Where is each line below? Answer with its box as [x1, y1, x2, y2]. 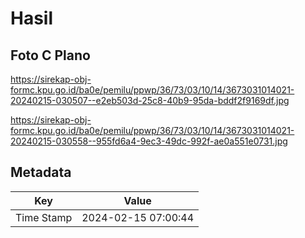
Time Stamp [15, 210, 73, 224]
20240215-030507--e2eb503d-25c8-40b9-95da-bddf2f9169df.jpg [10, 95, 290, 106]
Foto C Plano [10, 47, 91, 64]
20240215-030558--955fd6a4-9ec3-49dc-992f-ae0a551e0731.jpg [10, 135, 288, 147]
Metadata [10, 164, 72, 181]
